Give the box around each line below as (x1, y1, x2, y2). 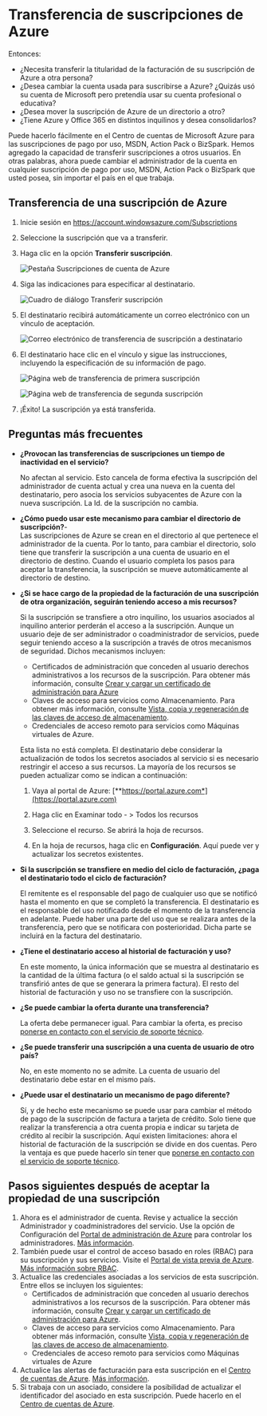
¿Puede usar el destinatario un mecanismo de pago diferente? (19, 1090, 230, 1099)
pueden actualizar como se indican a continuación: (19, 770, 188, 779)
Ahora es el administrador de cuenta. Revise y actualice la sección (19, 1213, 238, 1222)
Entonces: (8, 49, 41, 58)
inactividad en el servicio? (19, 457, 109, 467)
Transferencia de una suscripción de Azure (8, 196, 227, 210)
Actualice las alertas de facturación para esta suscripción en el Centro (19, 1366, 251, 1375)
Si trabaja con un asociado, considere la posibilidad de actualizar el (19, 1382, 241, 1392)
